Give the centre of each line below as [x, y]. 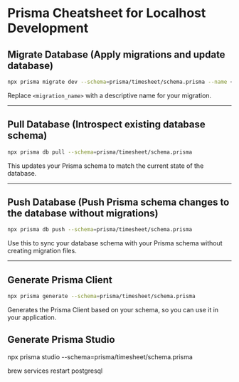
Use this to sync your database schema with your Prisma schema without [115, 243]
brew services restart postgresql [55, 371]
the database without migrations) [83, 213]
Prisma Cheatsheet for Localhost [107, 13]
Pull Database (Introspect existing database [107, 125]
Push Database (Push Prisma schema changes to [118, 202]
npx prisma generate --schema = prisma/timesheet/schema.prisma [101, 297]
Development [48, 28]
